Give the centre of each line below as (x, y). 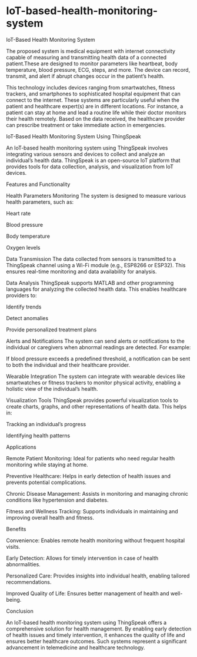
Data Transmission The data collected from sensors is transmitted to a (91, 259)
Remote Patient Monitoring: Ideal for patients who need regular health (91, 458)
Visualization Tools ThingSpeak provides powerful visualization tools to (92, 400)
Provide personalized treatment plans (51, 329)
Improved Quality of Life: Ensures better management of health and (88, 593)
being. (14, 599)
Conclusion (20, 611)
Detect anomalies (27, 318)
